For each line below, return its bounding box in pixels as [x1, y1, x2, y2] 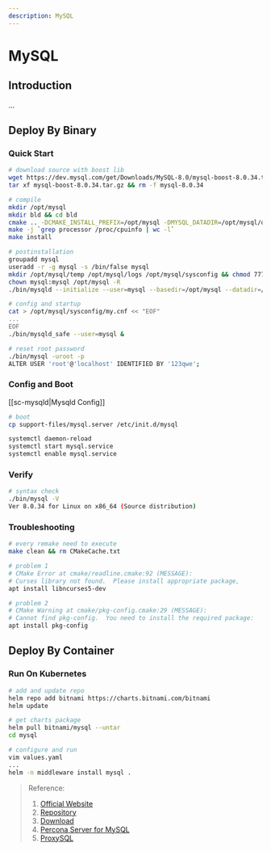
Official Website [40, 798, 94, 808]
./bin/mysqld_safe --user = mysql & [8, 330, 125, 338]
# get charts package [8, 716, 81, 724]
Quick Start [8, 147, 54, 158]
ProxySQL [40, 833, 74, 843]
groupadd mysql [8, 255, 60, 263]
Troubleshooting [8, 521, 75, 533]
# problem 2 [8, 599, 48, 607]
